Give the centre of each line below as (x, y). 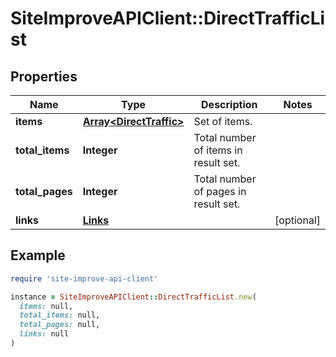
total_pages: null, (60, 325)
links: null (44, 334)
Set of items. (223, 121)
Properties (44, 76)
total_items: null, (60, 315)
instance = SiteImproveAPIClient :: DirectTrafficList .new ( (133, 297)
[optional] (297, 220)
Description (229, 104)
